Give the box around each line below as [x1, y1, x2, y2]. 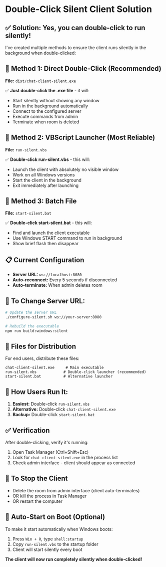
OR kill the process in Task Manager [12, 493, 87, 499]
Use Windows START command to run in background [12, 235, 122, 241]
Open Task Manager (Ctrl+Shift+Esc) [12, 449, 89, 455]
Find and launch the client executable [12, 230, 90, 236]
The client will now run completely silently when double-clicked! [5, 556, 142, 562]
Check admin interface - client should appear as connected [12, 460, 135, 466]
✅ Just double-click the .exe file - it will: [5, 87, 90, 93]
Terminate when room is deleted [12, 119, 79, 125]
